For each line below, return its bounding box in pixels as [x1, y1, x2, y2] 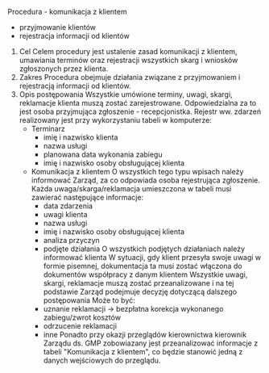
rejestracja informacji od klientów [19, 31, 130, 40]
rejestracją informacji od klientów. [19, 81, 131, 90]
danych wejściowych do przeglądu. [43, 355, 161, 365]
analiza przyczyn [43, 236, 100, 245]
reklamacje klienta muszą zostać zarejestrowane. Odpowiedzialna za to [19, 98, 257, 107]
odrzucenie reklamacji [43, 321, 118, 330]
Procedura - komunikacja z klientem [7, 7, 127, 16]
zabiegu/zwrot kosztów [43, 312, 122, 322]
